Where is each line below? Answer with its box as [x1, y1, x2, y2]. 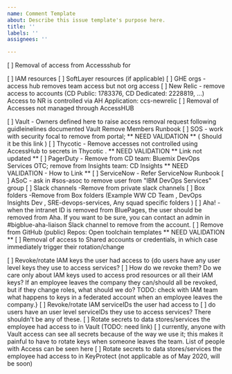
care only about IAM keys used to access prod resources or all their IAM [7, 271, 213, 280]
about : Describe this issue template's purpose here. [7, 17, 166, 24]
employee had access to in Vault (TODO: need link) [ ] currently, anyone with [7, 323, 226, 331]
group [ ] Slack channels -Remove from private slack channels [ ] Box [7, 184, 206, 192]
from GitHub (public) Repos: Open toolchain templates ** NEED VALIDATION [7, 228, 225, 237]
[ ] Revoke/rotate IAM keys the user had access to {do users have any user [7, 256, 221, 264]
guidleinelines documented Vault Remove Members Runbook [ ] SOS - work [7, 125, 224, 133]
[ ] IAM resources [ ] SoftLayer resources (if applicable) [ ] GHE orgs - [7, 74, 206, 83]
